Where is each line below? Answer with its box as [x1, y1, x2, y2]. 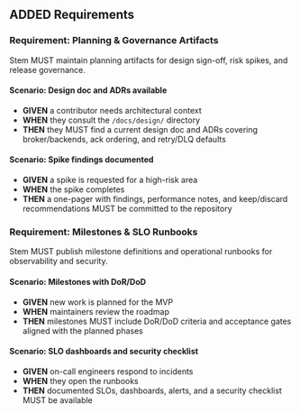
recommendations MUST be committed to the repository [22, 203, 232, 215]
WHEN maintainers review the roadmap [22, 306, 169, 317]
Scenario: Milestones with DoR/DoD [9, 276, 147, 287]
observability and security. [9, 256, 108, 267]
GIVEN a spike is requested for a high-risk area [22, 175, 198, 186]
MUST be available [22, 394, 93, 405]
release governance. [9, 64, 86, 75]
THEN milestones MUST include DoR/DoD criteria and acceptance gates [22, 316, 292, 326]
